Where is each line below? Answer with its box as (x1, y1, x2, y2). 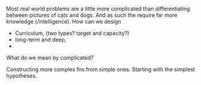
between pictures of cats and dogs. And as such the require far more (6, 11, 178, 19)
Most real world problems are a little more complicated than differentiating (6, 5, 190, 12)
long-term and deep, (14, 36, 67, 43)
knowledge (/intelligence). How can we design (6, 18, 122, 25)
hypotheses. (6, 72, 37, 79)
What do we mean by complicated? (6, 54, 94, 61)
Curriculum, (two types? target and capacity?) (14, 30, 129, 37)
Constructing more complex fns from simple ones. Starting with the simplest (6, 66, 196, 73)
